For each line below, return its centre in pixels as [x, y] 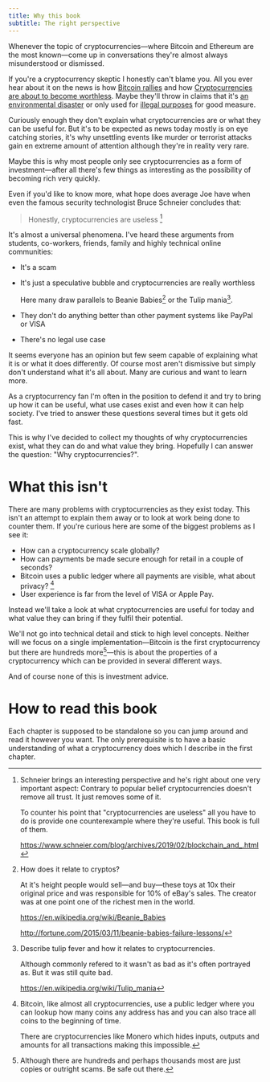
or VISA [33, 324]
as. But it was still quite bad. [66, 972]
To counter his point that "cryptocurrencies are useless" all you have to [138, 813]
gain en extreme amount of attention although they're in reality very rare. [129, 145]
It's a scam [38, 267]
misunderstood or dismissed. [56, 63]
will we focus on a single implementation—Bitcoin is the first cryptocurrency [134, 643]
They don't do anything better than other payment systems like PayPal [136, 315]
